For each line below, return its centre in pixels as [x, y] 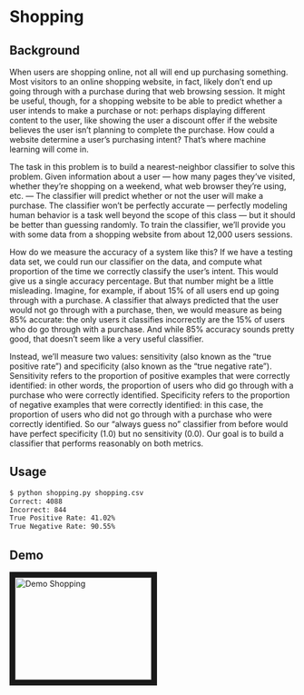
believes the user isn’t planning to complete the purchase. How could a [142, 130]
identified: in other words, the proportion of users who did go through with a [152, 385]
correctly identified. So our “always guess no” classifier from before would [149, 424]
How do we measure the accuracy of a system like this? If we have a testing [151, 252]
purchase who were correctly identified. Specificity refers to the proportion [150, 395]
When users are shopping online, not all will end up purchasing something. [149, 72]
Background [44, 50]
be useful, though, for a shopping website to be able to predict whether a [146, 101]
